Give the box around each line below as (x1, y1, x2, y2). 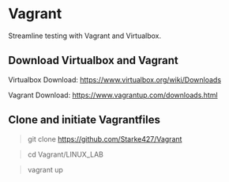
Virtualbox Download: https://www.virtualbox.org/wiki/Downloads (8, 74, 222, 84)
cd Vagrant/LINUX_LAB (27, 150, 104, 159)
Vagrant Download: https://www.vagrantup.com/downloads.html (8, 90, 219, 100)
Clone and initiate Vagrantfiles (8, 113, 160, 127)
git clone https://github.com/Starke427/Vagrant (27, 134, 182, 143)
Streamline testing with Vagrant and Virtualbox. (8, 31, 162, 40)
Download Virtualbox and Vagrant (8, 54, 179, 67)
